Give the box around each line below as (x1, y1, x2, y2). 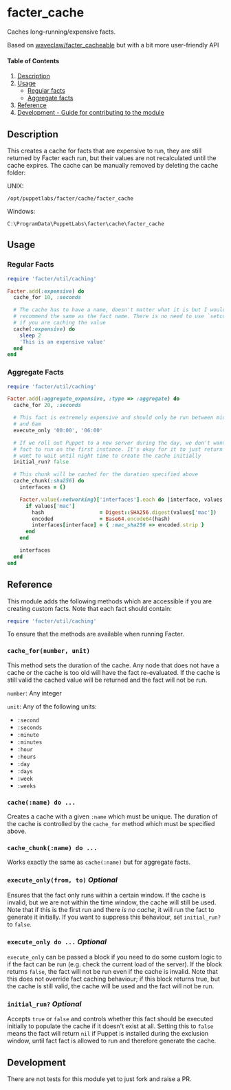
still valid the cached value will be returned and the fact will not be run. (7, 676, 208, 684)
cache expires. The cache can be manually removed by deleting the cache (7, 161, 219, 169)
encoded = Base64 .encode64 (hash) (32, 515, 170, 522)
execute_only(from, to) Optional (7, 875, 118, 885)
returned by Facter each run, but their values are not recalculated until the (7, 153, 217, 162)
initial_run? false (13, 458, 69, 465)
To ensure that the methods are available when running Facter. (7, 630, 184, 638)
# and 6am (13, 421, 41, 427)
